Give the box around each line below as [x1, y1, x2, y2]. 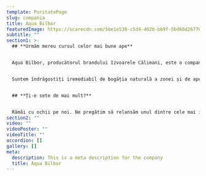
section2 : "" [6, 115, 40, 121]
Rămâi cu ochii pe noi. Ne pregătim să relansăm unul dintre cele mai [12, 109, 196, 115]
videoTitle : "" [6, 132, 45, 138]
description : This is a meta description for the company [12, 155, 164, 161]
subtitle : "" [6, 32, 40, 38]
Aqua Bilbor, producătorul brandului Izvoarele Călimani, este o [12, 59, 183, 66]
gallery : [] [6, 143, 37, 149]
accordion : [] [6, 137, 43, 143]
